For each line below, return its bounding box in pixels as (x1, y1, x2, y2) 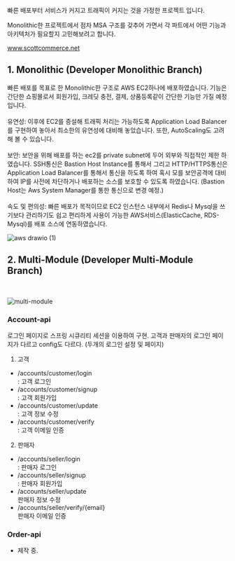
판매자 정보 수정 (17, 495, 61, 504)
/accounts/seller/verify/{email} (17, 503, 106, 511)
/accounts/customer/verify (17, 417, 94, 426)
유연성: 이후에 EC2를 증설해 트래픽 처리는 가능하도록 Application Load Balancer (7, 117, 227, 125)
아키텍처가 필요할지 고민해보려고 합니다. (7, 30, 116, 38)
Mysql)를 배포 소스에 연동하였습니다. (7, 219, 108, 228)
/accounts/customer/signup (17, 385, 98, 394)
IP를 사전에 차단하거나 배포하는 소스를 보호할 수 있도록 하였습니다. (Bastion (20, 177, 225, 186)
